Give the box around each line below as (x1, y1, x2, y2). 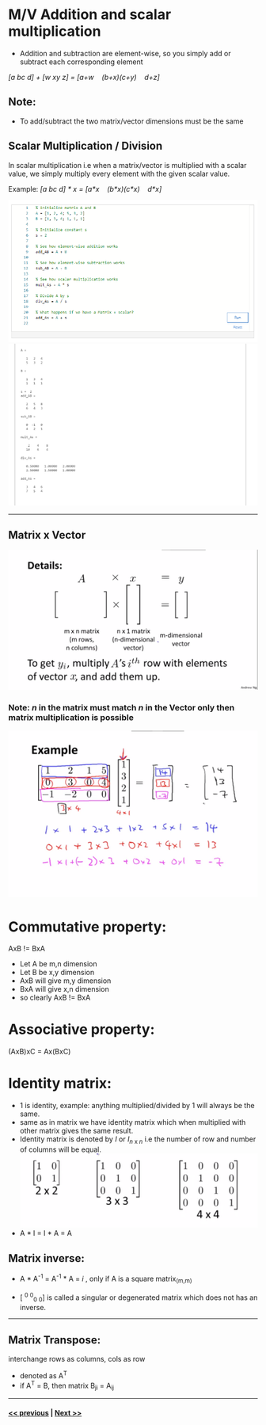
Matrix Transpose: (8, 1333, 101, 1347)
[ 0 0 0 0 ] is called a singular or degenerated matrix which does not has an (19, 1291, 258, 1304)
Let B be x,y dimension (19, 968, 95, 977)
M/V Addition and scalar (8, 6, 172, 24)
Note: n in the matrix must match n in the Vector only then (8, 703, 235, 714)
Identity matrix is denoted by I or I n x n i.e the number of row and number (19, 1134, 256, 1145)
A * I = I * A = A (19, 1229, 73, 1238)
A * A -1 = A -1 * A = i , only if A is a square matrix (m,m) (19, 1273, 192, 1285)
